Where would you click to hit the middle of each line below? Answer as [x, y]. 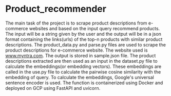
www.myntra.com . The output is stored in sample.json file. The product [81, 55]
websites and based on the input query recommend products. [94, 28]
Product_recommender [56, 9]
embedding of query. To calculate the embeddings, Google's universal [80, 77]
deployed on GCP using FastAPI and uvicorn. [53, 88]
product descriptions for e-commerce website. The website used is [77, 50]
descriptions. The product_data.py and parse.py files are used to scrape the [85, 44]
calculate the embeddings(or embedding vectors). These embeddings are [83, 66]
